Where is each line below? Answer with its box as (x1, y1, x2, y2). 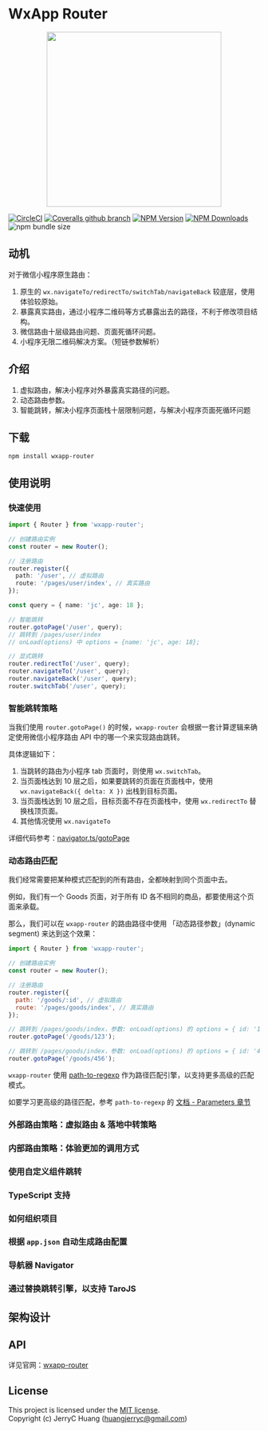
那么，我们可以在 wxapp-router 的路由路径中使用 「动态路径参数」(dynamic (8, 919, 256, 929)
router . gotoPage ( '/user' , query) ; (8, 623, 124, 631)
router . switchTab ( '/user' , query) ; (8, 682, 127, 690)
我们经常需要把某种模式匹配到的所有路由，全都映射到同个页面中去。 (8, 875, 232, 885)
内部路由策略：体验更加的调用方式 (8, 1142, 140, 1153)
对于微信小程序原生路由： (8, 270, 93, 279)
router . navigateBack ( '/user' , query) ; (8, 675, 137, 683)
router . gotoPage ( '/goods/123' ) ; (8, 1033, 116, 1041)
